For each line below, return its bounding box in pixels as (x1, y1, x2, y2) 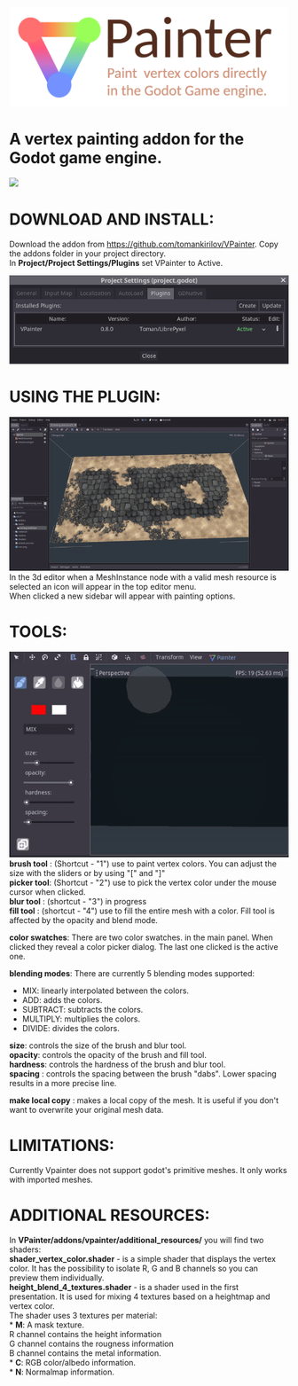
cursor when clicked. (9, 887, 86, 897)
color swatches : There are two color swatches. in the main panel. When (9, 932, 273, 943)
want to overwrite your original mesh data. (9, 1105, 164, 1116)
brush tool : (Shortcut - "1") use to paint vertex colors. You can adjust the (9, 858, 278, 869)
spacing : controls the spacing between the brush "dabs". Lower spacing (9, 1069, 277, 1079)
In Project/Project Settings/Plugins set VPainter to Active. (9, 258, 223, 269)
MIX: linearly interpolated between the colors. (21, 985, 189, 996)
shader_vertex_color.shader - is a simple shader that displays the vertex (9, 1253, 277, 1264)
